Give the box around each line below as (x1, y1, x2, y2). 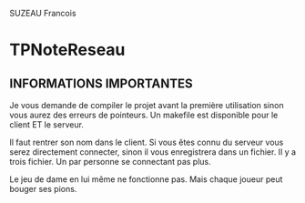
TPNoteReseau (9, 40, 126, 60)
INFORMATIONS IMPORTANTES (9, 76, 193, 91)
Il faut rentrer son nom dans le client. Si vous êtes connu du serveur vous (9, 137, 284, 147)
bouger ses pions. (9, 184, 77, 194)
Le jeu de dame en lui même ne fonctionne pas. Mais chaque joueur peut (9, 174, 283, 185)
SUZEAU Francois (9, 8, 76, 18)
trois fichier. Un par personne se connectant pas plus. (9, 157, 211, 167)
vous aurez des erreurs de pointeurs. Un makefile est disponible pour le (9, 109, 279, 120)
